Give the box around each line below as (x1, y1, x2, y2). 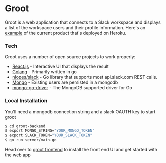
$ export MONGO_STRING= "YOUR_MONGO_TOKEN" (5, 128, 95, 133)
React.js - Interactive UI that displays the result (12, 63, 109, 70)
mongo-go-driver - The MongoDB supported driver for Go (12, 85, 132, 91)
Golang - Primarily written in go (12, 69, 77, 75)
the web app (5, 152, 31, 158)
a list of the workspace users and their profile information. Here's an (5, 24, 146, 30)
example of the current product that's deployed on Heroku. (5, 30, 126, 36)
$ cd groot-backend (5, 123, 46, 129)
